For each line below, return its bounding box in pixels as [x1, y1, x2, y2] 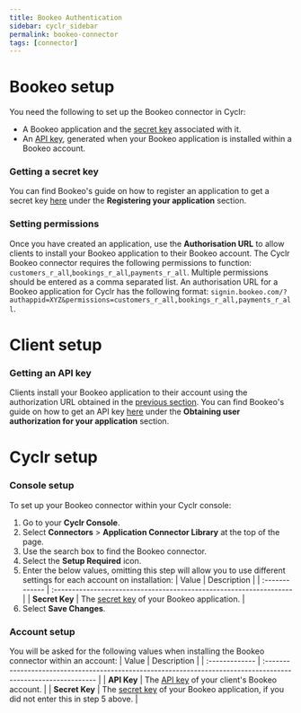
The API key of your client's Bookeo [145, 674, 277, 685]
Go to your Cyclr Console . [22, 517, 120, 528]
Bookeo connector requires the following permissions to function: [9, 257, 252, 268]
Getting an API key [9, 366, 92, 379]
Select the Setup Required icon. [22, 555, 142, 566]
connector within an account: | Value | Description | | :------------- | [9, 656, 261, 666]
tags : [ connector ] [9, 38, 78, 48]
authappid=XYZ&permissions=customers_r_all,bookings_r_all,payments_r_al [9, 295, 292, 304]
